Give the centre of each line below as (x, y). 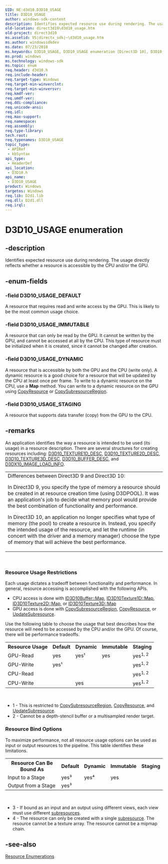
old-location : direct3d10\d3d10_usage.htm (50, 28)
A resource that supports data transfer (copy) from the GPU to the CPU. (79, 415)
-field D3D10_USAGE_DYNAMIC (44, 359)
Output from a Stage (32, 785)
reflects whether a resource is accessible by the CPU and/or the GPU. (77, 265)
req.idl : (14, 112)
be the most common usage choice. (42, 312)
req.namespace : (21, 121)
